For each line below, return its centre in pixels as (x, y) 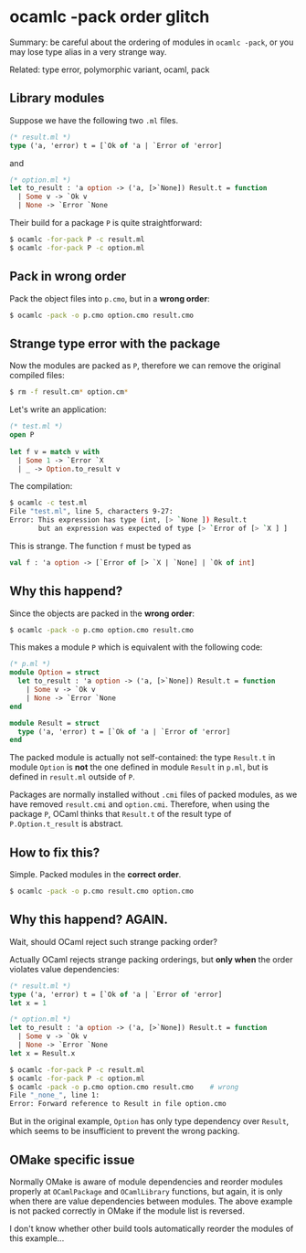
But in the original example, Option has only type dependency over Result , (149, 1121)
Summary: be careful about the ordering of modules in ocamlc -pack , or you (152, 42)
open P (22, 435)
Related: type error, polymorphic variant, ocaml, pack (110, 69)
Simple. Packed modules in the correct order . (95, 875)
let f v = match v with (55, 451)
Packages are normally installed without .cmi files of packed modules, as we (153, 795)
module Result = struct (55, 723)
